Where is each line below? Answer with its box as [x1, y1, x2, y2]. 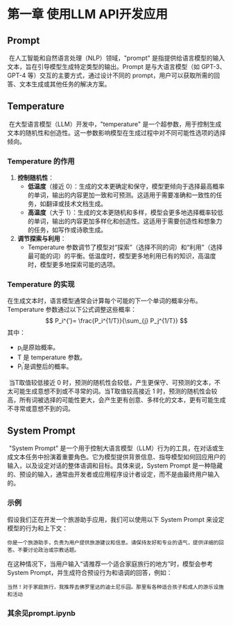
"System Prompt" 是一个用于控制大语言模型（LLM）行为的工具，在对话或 [8, 444, 218, 452]
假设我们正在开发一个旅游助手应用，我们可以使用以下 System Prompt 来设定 [7, 515, 225, 523]
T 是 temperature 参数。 [17, 353, 87, 362]
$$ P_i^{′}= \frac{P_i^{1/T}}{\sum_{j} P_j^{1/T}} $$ [45, 317, 188, 325]
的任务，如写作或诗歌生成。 [27, 226, 107, 234]
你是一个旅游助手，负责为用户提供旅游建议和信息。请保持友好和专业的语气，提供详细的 [7, 539, 219, 546]
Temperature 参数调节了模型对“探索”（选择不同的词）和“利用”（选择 [27, 243, 223, 251]
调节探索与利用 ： [17, 235, 67, 243]
